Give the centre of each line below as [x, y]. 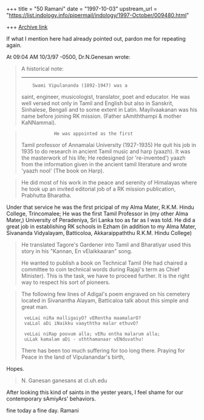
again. [14, 45]
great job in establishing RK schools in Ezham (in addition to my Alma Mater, [101, 226]
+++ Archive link [27, 27]
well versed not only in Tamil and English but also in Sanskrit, [97, 103]
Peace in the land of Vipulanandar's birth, [73, 357]
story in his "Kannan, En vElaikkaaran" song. [76, 251]
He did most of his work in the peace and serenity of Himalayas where [109, 182]
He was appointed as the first [93, 134]
